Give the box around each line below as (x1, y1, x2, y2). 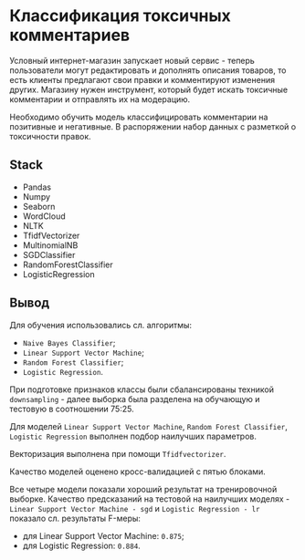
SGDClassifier (22, 249, 76, 260)
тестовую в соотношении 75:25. (9, 403, 134, 414)
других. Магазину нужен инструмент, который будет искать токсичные (9, 84, 289, 95)
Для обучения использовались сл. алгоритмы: (9, 319, 193, 330)
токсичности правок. (9, 130, 91, 141)
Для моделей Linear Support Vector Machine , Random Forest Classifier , (9, 420, 288, 431)
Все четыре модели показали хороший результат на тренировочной (9, 483, 278, 494)
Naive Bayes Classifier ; (22, 337, 116, 347)
